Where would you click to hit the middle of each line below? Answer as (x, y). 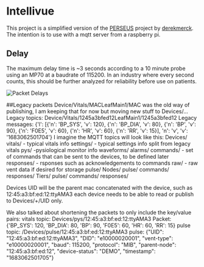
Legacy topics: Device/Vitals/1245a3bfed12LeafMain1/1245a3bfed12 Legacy (102, 117)
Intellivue (30, 11)
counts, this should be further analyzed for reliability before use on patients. (101, 81)
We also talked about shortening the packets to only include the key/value (99, 212)
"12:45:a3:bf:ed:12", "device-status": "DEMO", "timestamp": (81, 251)
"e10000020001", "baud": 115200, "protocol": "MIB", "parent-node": (91, 244)
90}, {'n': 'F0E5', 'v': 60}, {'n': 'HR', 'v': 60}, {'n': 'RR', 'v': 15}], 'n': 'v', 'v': (97, 130)
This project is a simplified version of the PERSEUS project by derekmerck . (100, 28)
